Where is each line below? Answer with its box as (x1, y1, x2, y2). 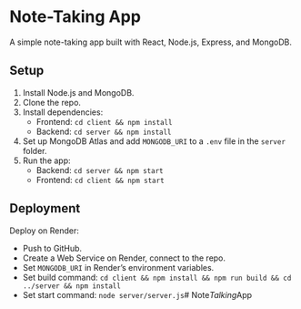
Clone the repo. (22, 97, 82, 108)
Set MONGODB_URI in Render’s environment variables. (22, 262, 215, 273)
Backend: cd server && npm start (35, 164, 164, 175)
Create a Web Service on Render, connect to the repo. (22, 252, 226, 263)
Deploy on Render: (9, 225, 80, 236)
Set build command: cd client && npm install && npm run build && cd (22, 272, 292, 283)
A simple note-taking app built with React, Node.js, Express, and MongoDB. (9, 36, 293, 47)
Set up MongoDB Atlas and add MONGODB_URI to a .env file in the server (22, 135, 286, 147)
